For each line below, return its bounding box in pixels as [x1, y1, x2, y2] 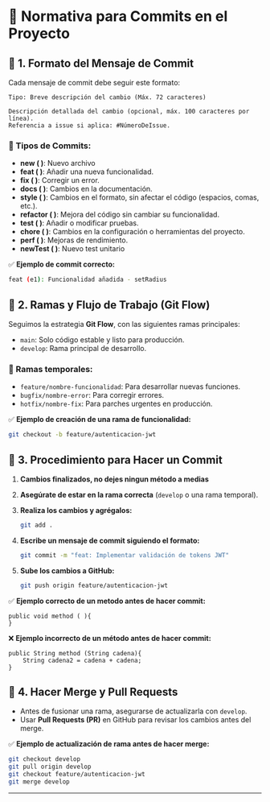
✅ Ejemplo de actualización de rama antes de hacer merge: [8, 739, 210, 749]
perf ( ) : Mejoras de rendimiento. [19, 235, 129, 245]
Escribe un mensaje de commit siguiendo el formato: [19, 535, 200, 545]
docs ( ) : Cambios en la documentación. [19, 184, 153, 194]
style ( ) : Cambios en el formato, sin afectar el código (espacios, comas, [19, 192, 260, 202]
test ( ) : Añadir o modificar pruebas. [19, 218, 139, 228]
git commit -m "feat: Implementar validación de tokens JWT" [19, 551, 230, 559]
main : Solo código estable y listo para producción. [19, 334, 185, 345]
